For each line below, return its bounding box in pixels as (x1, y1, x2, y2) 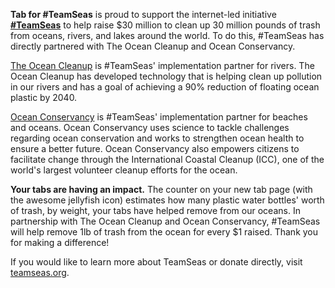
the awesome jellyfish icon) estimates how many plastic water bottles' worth (10, 194, 325, 206)
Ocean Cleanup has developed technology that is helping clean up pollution (10, 70, 323, 82)
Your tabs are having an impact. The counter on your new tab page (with (10, 184, 313, 195)
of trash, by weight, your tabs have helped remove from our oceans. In (10, 205, 301, 216)
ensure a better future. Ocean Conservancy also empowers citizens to (10, 143, 300, 154)
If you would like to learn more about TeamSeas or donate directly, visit (10, 256, 303, 268)
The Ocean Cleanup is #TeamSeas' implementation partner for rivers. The (10, 60, 315, 71)
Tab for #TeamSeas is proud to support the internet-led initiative (10, 9, 277, 20)
